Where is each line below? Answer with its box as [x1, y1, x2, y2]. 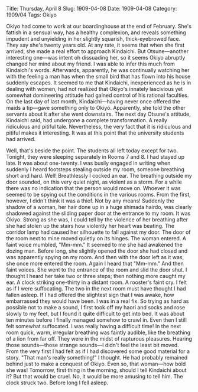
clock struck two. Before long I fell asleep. [6, 379, 109, 386]
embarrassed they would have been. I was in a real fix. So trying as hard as [6, 298, 189, 305]
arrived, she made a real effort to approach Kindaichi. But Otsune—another [6, 48, 189, 55]
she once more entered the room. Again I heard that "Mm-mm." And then [6, 260, 184, 267]
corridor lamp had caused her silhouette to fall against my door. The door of [6, 228, 191, 236]
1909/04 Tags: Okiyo [6, 11, 57, 18]
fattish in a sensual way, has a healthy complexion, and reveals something [6, 29, 186, 36]
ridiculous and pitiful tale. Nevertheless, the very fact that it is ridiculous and [6, 123, 192, 130]
